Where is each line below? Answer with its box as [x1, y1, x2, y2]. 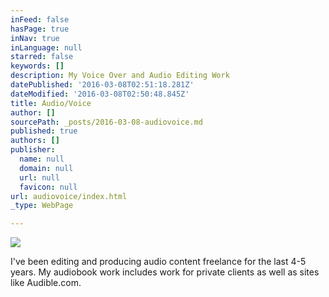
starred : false [10, 52, 74, 62]
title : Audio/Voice [10, 98, 92, 108]
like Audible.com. [10, 277, 82, 289]
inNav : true [10, 33, 60, 43]
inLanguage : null [10, 42, 83, 53]
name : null [19, 154, 65, 164]
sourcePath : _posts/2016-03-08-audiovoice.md [10, 117, 203, 127]
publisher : [10, 145, 56, 155]
